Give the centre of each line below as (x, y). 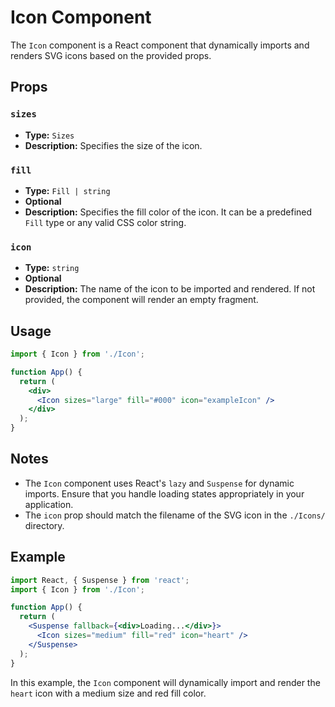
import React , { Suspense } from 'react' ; (100, 580)
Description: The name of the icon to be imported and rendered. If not (170, 289)
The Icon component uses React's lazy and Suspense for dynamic (159, 483)
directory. (44, 525)
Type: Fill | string (67, 190)
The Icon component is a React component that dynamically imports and (160, 45)
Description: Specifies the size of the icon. (113, 145)
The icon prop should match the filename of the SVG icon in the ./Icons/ (175, 515)
